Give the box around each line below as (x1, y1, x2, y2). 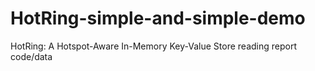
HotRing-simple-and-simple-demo (10, 7, 306, 30)
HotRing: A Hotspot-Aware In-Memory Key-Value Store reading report (10, 40, 297, 52)
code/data (10, 50, 53, 62)
